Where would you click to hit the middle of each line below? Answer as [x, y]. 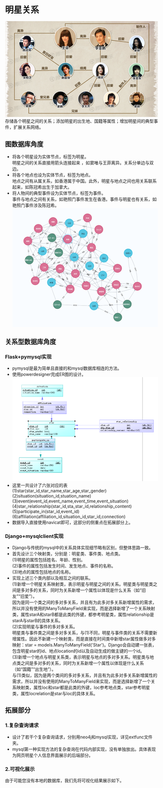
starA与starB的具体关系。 [37, 620]
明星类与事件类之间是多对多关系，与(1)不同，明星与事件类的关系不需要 [82, 632]
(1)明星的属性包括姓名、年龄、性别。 [49, 559]
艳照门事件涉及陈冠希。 [35, 205]
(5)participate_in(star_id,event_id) [46, 511]
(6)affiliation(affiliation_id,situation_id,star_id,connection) [69, 517]
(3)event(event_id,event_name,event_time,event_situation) [70, 501]
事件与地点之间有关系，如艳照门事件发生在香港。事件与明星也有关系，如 [84, 199]
